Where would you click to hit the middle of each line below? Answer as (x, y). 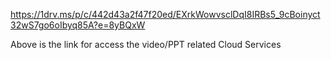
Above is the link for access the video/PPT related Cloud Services (146, 44)
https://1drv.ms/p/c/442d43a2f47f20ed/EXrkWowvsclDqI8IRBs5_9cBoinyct (165, 14)
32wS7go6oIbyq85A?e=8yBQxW (78, 25)
